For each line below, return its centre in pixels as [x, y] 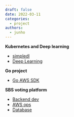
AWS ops [21, 104]
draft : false [18, 10]
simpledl [21, 56]
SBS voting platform [26, 90]
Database [22, 110]
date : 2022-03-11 [23, 14]
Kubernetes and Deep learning [37, 46]
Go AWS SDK [26, 80]
